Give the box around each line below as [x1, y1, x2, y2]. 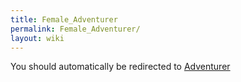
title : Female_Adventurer [10, 14, 118, 25]
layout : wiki [10, 33, 65, 43]
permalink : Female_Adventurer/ [10, 24, 141, 34]
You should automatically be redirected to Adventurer [10, 61, 231, 73]
